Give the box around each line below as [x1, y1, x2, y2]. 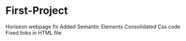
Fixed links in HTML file [5, 29, 62, 36]
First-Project [5, 4, 68, 17]
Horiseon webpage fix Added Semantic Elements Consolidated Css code [5, 23, 181, 30]
